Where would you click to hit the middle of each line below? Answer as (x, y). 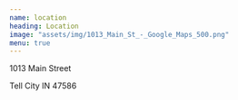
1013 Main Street (40, 68)
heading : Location (44, 26)
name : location (38, 18)
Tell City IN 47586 (43, 86)
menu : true (30, 43)
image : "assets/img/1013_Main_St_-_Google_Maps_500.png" (119, 34)
